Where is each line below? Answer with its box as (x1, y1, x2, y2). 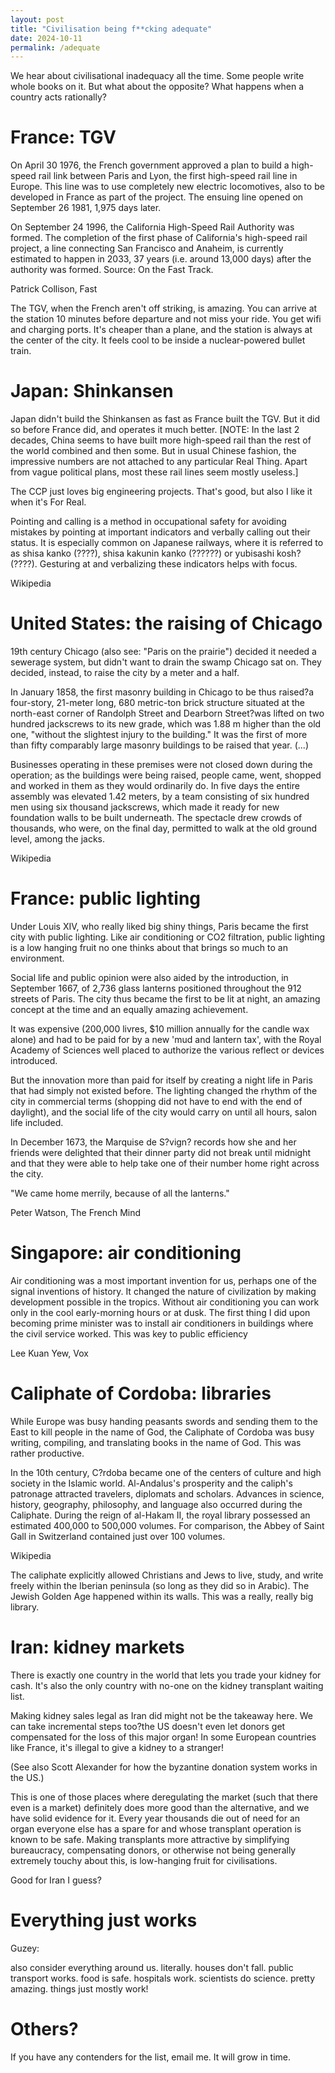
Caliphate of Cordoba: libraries (10, 1382, 272, 1405)
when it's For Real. (10, 496, 87, 508)
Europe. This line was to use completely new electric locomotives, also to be (10, 181, 325, 193)
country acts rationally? (10, 91, 107, 103)
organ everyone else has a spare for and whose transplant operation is (10, 1822, 302, 1835)
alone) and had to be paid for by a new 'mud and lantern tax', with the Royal (10, 1034, 322, 1045)
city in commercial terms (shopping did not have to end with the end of (10, 1096, 303, 1107)
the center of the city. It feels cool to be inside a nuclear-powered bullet (10, 334, 306, 346)
